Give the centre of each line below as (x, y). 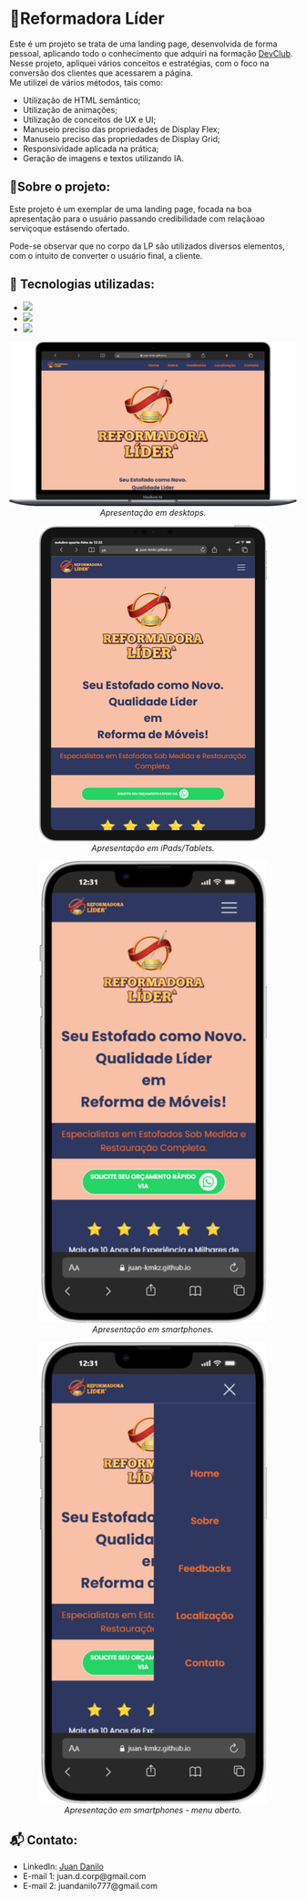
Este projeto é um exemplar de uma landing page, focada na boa (131, 209)
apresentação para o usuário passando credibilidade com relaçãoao (138, 219)
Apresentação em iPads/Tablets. (153, 847)
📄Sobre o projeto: (60, 187)
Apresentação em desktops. (153, 513)
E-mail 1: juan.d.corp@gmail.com (84, 1876)
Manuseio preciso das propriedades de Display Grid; (121, 139)
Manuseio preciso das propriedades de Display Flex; (121, 129)
